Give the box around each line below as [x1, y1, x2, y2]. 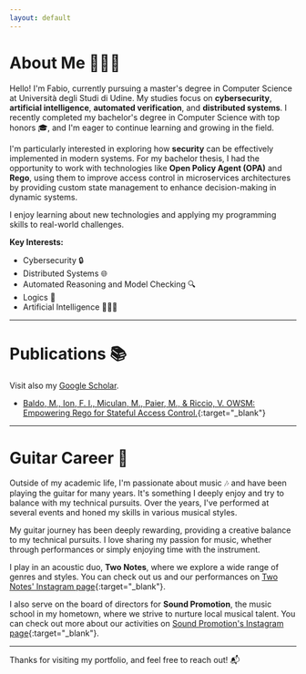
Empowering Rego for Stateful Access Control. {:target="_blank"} [22, 407, 266, 418]
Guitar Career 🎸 [9, 447, 129, 468]
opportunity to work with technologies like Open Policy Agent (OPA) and [9, 162, 282, 173]
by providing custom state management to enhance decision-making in [9, 181, 277, 192]
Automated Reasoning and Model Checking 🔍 [22, 279, 196, 290]
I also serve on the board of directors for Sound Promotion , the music [9, 598, 272, 610]
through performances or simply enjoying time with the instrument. [9, 544, 261, 556]
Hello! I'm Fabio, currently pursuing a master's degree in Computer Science [9, 83, 293, 94]
